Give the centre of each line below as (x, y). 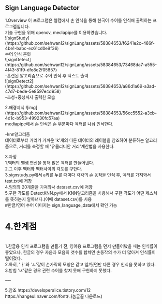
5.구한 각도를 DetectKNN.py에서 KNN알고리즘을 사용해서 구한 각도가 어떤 (75, 193)
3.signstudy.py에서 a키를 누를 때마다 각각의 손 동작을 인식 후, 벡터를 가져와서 (78, 175)
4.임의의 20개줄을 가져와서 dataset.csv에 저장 (49, 187)
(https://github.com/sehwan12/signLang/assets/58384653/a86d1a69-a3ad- (81, 86)
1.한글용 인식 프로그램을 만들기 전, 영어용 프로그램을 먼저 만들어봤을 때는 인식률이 (81, 246)
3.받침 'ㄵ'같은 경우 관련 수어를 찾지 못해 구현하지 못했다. (59, 270)
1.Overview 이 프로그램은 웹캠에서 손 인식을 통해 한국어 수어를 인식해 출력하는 (78, 20)
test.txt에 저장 (19, 181)
